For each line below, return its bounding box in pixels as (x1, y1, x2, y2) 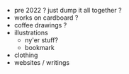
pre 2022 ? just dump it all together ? (13, 6, 122, 14)
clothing (13, 51, 38, 59)
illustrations (13, 28, 48, 37)
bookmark (24, 44, 55, 51)
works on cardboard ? (13, 13, 79, 22)
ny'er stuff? (24, 36, 59, 44)
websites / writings (13, 58, 69, 66)
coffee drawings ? (13, 21, 67, 29)
